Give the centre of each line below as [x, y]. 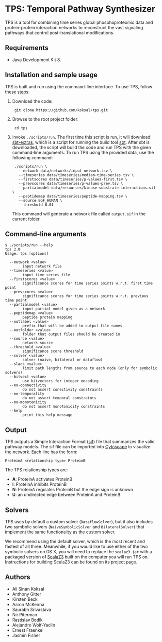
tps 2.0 [13, 249]
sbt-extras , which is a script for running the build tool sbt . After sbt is [81, 142]
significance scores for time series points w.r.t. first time [88, 283]
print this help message [48, 415]
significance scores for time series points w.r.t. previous [86, 296]
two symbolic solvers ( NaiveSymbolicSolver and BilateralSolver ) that [75, 527]
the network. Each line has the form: [41, 452]
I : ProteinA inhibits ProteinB [39, 484]
